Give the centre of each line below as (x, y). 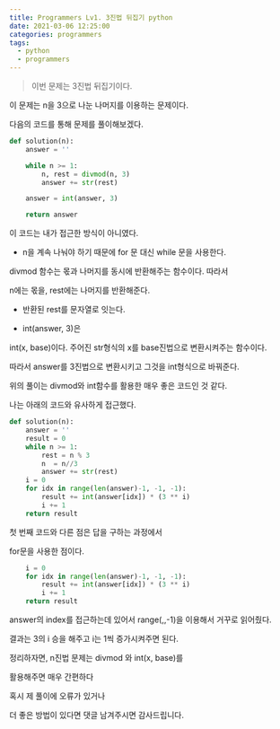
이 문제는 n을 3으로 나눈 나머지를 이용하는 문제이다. (99, 105)
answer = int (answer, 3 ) (72, 198)
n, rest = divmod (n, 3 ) (86, 174)
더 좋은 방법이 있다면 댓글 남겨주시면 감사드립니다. (97, 715)
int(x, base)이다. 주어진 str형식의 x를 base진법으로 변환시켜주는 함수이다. (138, 347)
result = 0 (46, 438)
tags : (19, 43)
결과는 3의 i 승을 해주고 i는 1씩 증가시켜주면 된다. (94, 639)
